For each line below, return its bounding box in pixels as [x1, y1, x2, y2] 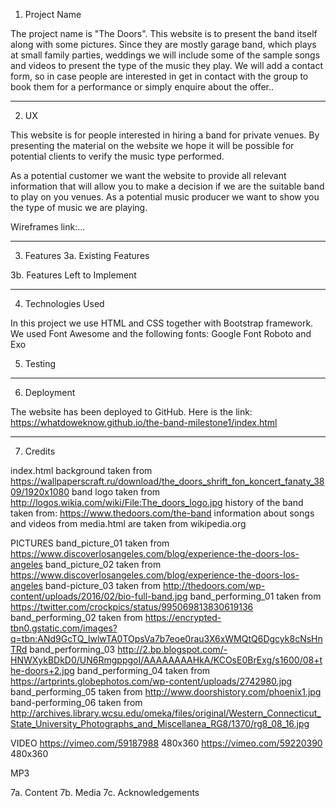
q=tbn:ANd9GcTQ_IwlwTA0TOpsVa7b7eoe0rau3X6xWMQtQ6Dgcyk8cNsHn [10, 633, 323, 644]
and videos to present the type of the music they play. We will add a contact [10, 60, 323, 71]
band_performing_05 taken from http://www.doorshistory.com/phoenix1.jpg [10, 686, 322, 698]
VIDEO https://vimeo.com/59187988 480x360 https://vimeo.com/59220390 [10, 737, 323, 749]
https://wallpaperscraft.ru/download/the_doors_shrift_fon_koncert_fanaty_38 [10, 475, 325, 487]
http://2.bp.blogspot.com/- [117, 644, 228, 655]
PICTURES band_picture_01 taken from [10, 537, 170, 549]
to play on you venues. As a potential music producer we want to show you [10, 191, 320, 203]
